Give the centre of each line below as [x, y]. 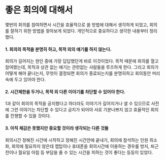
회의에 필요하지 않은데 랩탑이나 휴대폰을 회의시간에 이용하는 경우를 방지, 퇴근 [85, 146]
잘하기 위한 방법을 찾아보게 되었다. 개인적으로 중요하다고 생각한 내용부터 [79, 31]
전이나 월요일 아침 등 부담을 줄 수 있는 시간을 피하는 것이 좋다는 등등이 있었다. [79, 152]
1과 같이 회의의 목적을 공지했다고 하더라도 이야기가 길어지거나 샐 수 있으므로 [78, 103]
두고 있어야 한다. [30, 80]
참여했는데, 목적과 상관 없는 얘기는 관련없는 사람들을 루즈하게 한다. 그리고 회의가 [82, 67]
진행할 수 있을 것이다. [31, 116]
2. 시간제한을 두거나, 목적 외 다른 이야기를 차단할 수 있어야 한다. [65, 92]
